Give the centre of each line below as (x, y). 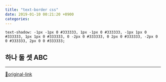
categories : (17, 19)
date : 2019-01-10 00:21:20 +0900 (40, 14)
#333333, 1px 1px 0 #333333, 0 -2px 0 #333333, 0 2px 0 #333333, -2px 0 (82, 37)
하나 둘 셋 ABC (26, 57)
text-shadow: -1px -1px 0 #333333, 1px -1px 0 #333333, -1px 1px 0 (76, 33)
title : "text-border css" (32, 10)
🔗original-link (19, 74)
